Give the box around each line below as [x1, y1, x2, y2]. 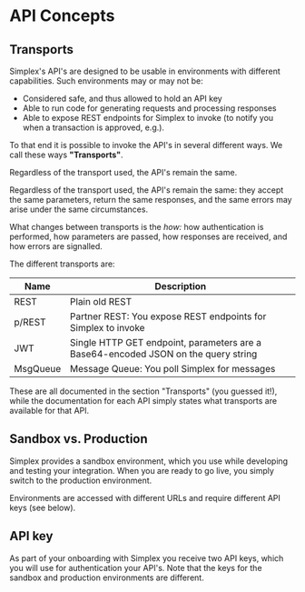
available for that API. [9, 406, 90, 416]
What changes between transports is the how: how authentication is [9, 222, 264, 232]
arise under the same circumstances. [9, 204, 148, 215]
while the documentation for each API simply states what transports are [9, 396, 278, 406]
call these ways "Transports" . [9, 149, 123, 160]
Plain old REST [69, 296, 133, 307]
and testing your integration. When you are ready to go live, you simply [9, 465, 275, 476]
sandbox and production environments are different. [9, 572, 204, 583]
